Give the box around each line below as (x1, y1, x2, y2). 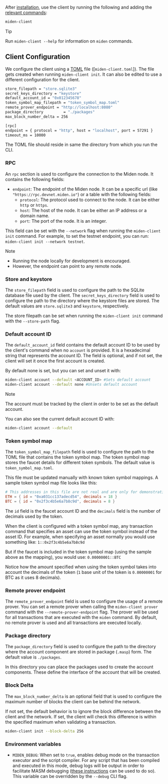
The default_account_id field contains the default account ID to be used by (5, 342, 160, 348)
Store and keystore (5, 275, 52, 282)
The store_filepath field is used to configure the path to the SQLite (5, 287, 144, 293)
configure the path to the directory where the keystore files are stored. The (5, 298, 159, 304)
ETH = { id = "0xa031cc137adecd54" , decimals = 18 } (5, 494, 117, 500)
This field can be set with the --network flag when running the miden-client (5, 228, 161, 234)
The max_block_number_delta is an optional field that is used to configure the (5, 693, 162, 699)
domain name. (19, 213, 49, 219)
